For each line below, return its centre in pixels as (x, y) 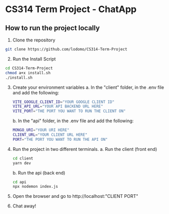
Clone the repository (34, 40)
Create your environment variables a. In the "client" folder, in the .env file (88, 87)
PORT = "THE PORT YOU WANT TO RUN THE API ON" (60, 139)
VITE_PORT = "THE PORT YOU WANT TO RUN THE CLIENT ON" (69, 111)
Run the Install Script (34, 59)
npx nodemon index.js (35, 187)
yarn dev (22, 163)
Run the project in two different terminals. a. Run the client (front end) (85, 149)
